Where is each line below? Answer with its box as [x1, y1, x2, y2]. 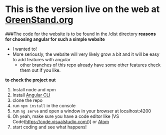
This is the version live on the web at [5, 4, 160, 15]
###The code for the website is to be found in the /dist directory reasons [5, 31, 156, 37]
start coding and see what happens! [12, 124, 87, 130]
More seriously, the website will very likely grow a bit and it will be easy [12, 51, 160, 57]
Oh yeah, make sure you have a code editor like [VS [12, 113, 119, 119]
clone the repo [12, 97, 43, 103]
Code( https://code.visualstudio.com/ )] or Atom [12, 118, 109, 124]
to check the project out [5, 77, 56, 83]
